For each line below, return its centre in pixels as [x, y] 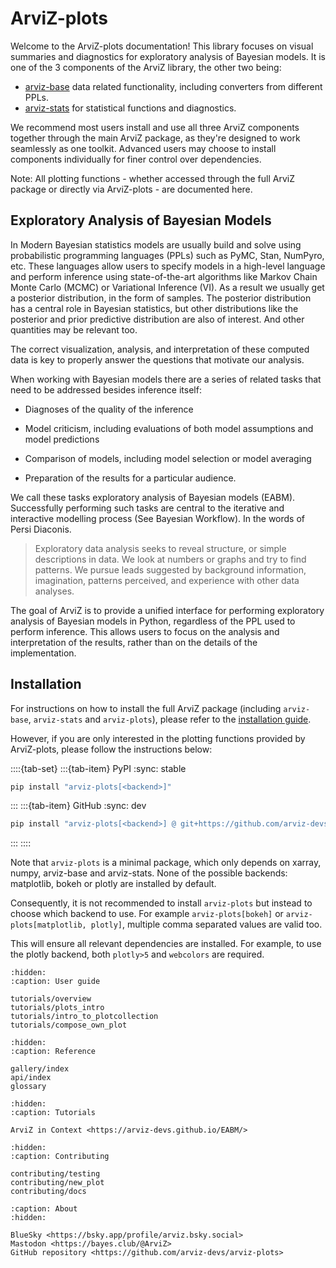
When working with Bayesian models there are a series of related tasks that [166, 379]
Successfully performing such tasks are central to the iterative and [147, 508]
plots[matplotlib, [48, 925]
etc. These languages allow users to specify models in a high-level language [168, 266]
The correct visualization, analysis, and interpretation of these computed [160, 349]
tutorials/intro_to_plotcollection [84, 1017]
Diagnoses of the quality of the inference [109, 409]
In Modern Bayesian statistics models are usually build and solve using [156, 244]
